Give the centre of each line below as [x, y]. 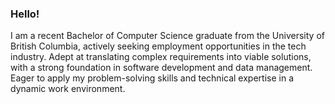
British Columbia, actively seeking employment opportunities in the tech [158, 46]
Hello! [25, 14]
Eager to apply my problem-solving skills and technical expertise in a [152, 78]
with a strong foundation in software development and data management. [161, 68]
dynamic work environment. [68, 89]
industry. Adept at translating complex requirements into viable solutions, [161, 57]
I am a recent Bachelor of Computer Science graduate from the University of [167, 36]
